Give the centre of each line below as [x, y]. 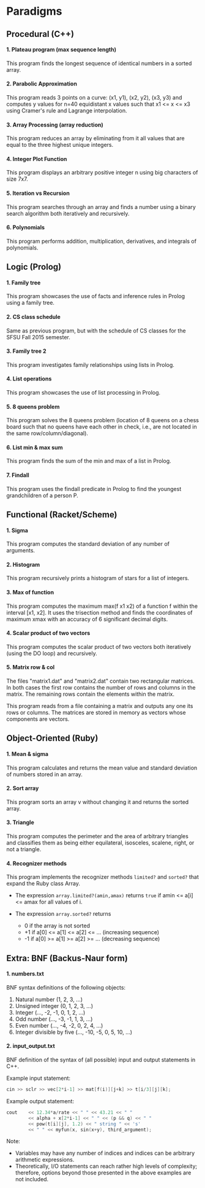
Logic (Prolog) [34, 267]
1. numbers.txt [25, 974]
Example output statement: [40, 1101]
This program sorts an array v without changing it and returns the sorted [98, 802]
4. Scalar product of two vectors [48, 633]
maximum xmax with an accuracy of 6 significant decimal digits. [87, 619]
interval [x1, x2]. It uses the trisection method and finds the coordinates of [99, 612]
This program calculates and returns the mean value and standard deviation [102, 768]
